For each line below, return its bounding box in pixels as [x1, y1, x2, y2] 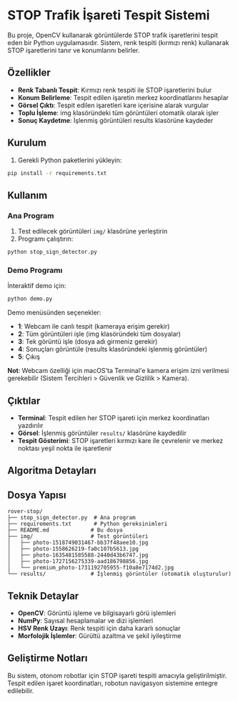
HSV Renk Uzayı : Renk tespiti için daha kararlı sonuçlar [17, 624, 181, 632]
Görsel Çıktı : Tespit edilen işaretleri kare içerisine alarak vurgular [17, 101, 209, 109]
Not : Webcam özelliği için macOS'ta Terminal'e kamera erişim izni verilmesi [7, 367, 229, 375]
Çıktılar [7, 394, 41, 407]
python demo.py [7, 295, 53, 303]
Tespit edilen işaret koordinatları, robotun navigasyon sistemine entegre [7, 679, 218, 687]
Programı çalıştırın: [17, 234, 74, 243]
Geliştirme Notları [7, 652, 88, 665]
